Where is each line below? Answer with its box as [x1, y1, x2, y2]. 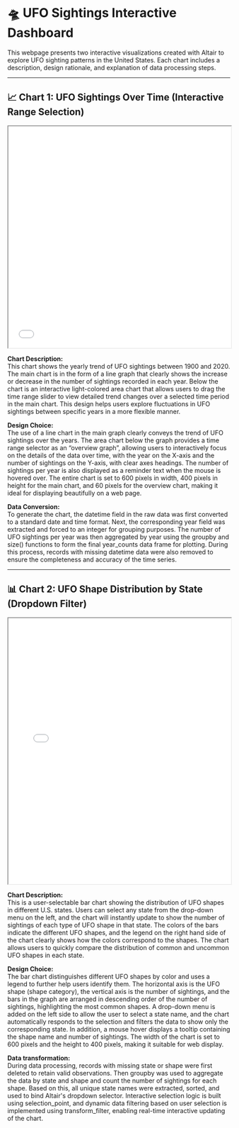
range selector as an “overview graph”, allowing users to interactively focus [7, 443, 227, 452]
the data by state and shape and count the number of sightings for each [7, 1076, 217, 1085]
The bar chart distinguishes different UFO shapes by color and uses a [7, 972, 210, 981]
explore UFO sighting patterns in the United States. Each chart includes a [7, 55, 221, 64]
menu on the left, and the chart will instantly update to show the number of [7, 913, 225, 922]
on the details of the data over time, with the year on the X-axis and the [7, 451, 215, 459]
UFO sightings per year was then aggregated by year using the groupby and [7, 532, 230, 541]
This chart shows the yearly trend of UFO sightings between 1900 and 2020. [7, 362, 231, 370]
